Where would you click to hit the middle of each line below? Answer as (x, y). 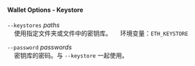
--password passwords (40, 47)
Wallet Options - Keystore (45, 10)
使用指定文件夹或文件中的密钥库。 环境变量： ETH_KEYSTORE (101, 33)
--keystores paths (34, 25)
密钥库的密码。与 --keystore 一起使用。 (71, 56)
